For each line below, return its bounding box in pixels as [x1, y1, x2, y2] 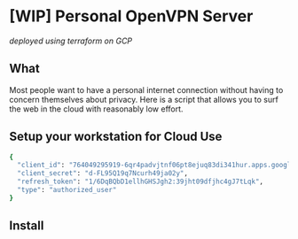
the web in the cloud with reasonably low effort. [9, 104, 184, 114]
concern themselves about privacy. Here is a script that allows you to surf [9, 94, 279, 104]
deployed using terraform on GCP [9, 35, 133, 46]
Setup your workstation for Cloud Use [9, 129, 223, 144]
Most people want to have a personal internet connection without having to [9, 84, 284, 95]
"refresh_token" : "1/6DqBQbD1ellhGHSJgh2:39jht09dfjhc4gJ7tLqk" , [17, 177, 264, 187]
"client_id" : [17, 161, 66, 170]
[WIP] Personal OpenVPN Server [9, 6, 254, 27]
